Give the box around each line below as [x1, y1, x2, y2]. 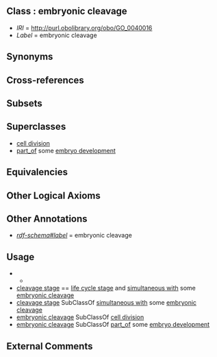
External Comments [6, 340, 93, 352]
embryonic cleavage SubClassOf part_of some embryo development [16, 321, 210, 329]
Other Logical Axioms [6, 189, 101, 201]
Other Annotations [6, 213, 88, 224]
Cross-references [6, 74, 85, 86]
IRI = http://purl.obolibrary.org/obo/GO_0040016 [16, 23, 153, 32]
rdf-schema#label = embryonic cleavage [16, 231, 133, 240]
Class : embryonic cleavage [6, 5, 127, 17]
